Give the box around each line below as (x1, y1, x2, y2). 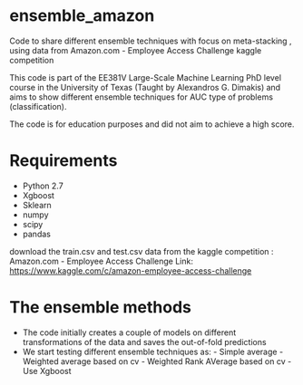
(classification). (9, 101, 67, 111)
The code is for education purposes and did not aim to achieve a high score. (9, 119, 295, 130)
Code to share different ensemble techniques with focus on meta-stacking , (9, 35, 292, 46)
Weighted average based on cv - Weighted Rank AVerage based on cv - (22, 355, 292, 367)
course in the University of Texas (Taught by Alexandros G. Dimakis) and (9, 82, 281, 92)
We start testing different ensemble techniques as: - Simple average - (22, 346, 284, 357)
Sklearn (22, 199, 52, 210)
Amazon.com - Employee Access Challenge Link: (9, 255, 193, 266)
